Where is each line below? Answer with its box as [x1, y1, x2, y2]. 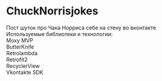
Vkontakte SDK [6, 68, 44, 76]
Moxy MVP [6, 37, 33, 44]
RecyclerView [6, 62, 40, 70]
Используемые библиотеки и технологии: [6, 30, 113, 37]
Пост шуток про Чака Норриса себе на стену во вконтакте [6, 24, 157, 31]
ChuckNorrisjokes [6, 4, 99, 18]
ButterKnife [6, 43, 35, 50]
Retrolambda [6, 49, 38, 56]
